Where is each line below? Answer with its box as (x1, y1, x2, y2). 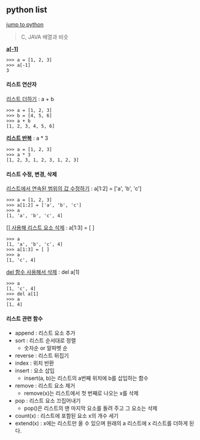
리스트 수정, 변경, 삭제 (6, 170, 57, 178)
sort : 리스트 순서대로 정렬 (14, 337, 76, 344)
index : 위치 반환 (14, 359, 54, 367)
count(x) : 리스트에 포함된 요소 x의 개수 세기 (14, 412, 119, 420)
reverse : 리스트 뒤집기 (14, 352, 69, 359)
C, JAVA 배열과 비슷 (20, 33, 69, 40)
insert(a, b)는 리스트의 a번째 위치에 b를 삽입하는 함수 (23, 374, 149, 382)
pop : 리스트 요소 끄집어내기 (14, 397, 81, 404)
